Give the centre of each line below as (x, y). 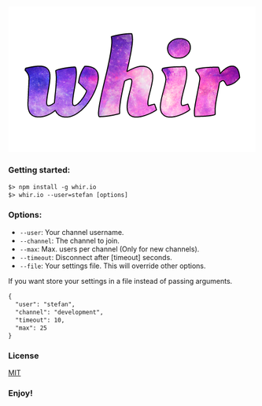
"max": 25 (31, 328)
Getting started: (39, 169)
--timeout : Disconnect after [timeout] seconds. (96, 257)
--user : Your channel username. (72, 232)
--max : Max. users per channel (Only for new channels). (109, 249)
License (24, 356)
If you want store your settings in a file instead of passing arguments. (120, 281)
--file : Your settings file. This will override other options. (113, 266)
